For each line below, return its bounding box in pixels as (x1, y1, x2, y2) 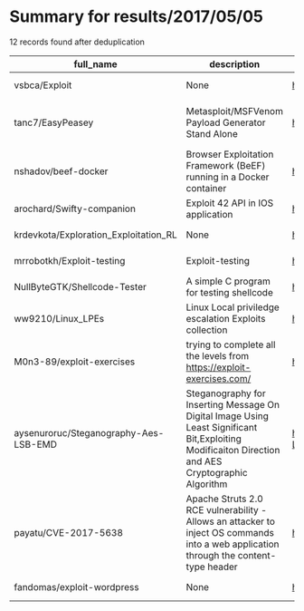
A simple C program (185, 275, 271, 287)
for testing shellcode (185, 286, 273, 298)
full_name (73, 57, 118, 70)
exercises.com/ (185, 372, 252, 384)
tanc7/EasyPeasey (14, 116, 94, 129)
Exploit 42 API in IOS (185, 197, 274, 209)
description (209, 57, 261, 70)
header (207, 560, 238, 573)
